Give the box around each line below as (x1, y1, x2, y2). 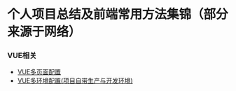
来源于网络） (7, 24, 82, 40)
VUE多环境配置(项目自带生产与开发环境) (17, 76, 133, 85)
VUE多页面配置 (17, 68, 62, 76)
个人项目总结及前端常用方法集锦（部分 (7, 6, 229, 22)
